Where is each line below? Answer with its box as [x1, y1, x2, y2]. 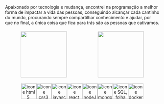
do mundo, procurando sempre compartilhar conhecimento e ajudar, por [5, 15, 151, 20]
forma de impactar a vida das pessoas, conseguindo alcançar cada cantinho [5, 9, 160, 15]
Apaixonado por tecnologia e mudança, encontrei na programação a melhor [5, 4, 158, 10]
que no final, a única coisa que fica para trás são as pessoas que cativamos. [5, 20, 160, 26]
